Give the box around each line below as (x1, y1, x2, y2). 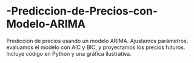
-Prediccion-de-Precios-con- (6, 4, 158, 18)
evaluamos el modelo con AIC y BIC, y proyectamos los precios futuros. (6, 44, 186, 51)
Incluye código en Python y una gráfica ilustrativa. (6, 50, 132, 57)
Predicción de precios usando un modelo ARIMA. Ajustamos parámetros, (6, 37, 189, 44)
